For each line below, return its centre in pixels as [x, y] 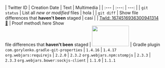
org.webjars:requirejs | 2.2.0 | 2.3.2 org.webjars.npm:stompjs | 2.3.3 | [78, 55]
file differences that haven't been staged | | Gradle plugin [83, 45]
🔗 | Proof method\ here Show [35, 23]
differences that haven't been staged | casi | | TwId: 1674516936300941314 [82, 18]
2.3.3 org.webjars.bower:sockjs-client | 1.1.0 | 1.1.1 [60, 60]
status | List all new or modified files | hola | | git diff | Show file [72, 13]
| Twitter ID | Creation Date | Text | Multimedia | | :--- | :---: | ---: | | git [77, 8]
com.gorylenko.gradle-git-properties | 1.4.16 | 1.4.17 [61, 50]
